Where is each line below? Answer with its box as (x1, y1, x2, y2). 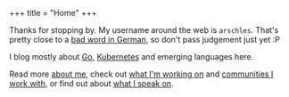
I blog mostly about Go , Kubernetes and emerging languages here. (9, 52, 254, 61)
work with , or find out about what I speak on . (9, 78, 174, 88)
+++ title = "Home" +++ (9, 8, 97, 18)
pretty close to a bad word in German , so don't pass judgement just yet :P (9, 35, 281, 44)
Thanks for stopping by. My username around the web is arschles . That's (9, 25, 279, 35)
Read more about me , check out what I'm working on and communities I (9, 69, 274, 79)
